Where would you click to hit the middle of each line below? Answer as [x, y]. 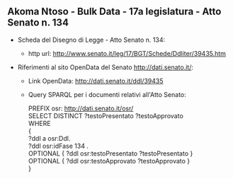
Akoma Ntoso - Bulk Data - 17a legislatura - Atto [114, 12]
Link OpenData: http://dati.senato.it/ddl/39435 [96, 81]
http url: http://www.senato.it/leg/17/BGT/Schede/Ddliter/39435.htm [127, 53]
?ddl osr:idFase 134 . [58, 146]
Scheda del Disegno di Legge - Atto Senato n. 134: [91, 40]
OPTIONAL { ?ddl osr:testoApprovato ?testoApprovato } [109, 161]
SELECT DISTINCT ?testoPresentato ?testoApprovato [106, 115]
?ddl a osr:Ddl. [49, 138]
